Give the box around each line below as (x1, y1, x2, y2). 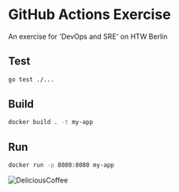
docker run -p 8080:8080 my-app (8, 161, 114, 169)
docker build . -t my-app (8, 119, 93, 126)
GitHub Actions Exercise (8, 6, 171, 24)
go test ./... (8, 75, 55, 84)
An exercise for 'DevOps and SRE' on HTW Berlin (8, 32, 168, 41)
